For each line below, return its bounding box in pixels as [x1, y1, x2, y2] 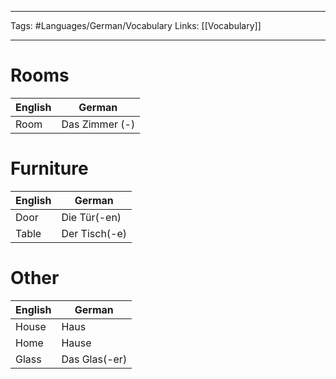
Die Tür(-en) [61, 210, 122, 224]
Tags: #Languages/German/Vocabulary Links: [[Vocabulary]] [10, 20, 262, 31]
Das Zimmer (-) [61, 117, 136, 131]
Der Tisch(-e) [61, 226, 128, 240]
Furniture [10, 157, 89, 180]
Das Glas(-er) [61, 352, 128, 366]
